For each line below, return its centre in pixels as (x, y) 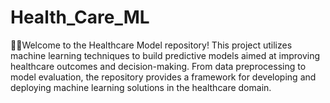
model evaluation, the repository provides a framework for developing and (163, 77)
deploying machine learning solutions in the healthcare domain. (141, 87)
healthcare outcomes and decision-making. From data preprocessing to (158, 66)
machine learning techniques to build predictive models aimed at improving (165, 55)
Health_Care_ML (80, 17)
